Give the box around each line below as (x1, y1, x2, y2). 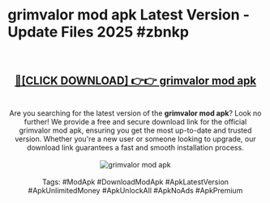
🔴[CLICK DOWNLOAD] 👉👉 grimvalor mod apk (14, 74, 257, 88)
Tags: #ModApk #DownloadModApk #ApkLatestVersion (42, 176, 229, 187)
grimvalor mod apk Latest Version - (7, 6, 251, 24)
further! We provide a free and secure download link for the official (24, 116, 247, 126)
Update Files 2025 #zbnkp (7, 23, 190, 41)
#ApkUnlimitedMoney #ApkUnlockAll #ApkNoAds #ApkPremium (28, 185, 243, 195)
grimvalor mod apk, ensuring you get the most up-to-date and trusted (19, 125, 252, 135)
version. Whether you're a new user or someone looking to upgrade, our (15, 133, 256, 143)
